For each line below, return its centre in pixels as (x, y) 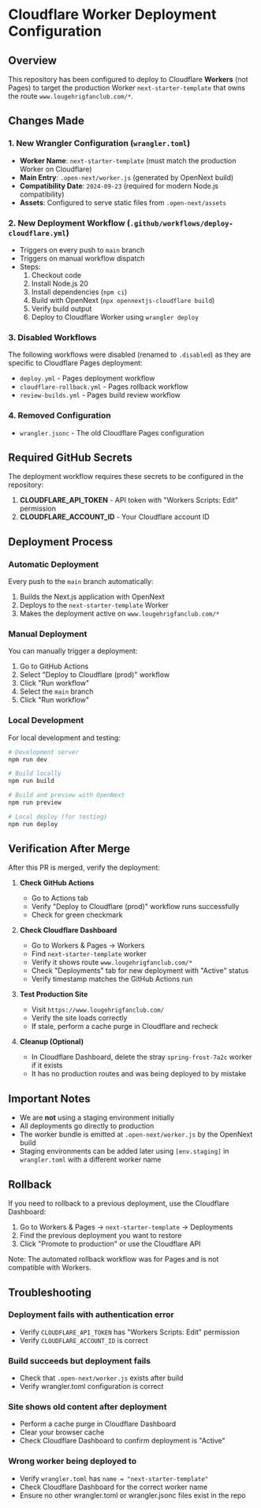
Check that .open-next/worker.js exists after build (101, 1378)
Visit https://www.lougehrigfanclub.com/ (98, 1010)
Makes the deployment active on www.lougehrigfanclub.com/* (119, 614)
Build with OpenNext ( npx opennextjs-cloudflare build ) (123, 300)
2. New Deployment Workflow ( (69, 223)
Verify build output (62, 309)
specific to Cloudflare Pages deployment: (76, 363)
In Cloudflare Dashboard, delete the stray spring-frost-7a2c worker (142, 1057)
